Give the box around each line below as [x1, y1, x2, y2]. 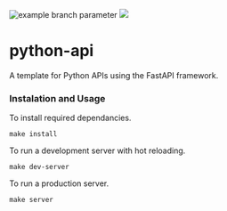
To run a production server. [9, 178, 109, 189]
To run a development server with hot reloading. [9, 145, 186, 156]
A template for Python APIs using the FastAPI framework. [9, 69, 219, 80]
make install [9, 130, 58, 139]
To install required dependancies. [9, 112, 132, 124]
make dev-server [9, 163, 69, 172]
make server [9, 196, 53, 205]
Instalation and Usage [9, 92, 106, 104]
